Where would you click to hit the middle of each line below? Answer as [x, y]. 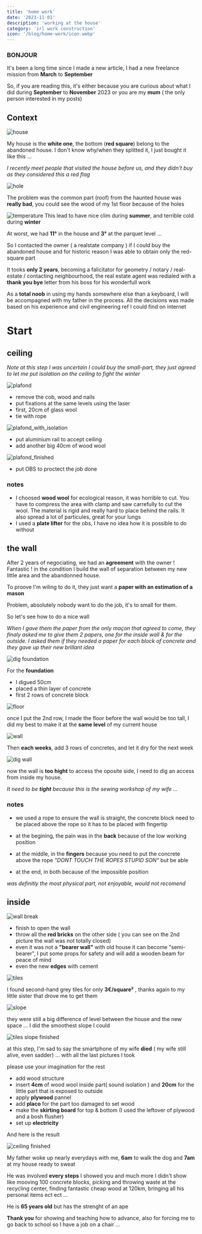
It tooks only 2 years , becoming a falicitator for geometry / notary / [90, 270]
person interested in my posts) [45, 99]
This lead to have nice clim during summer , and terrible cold [119, 216]
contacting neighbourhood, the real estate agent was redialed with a [111, 276]
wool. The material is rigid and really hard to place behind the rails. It [100, 510]
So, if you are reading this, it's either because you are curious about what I [99, 86]
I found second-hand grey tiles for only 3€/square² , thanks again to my [96, 989]
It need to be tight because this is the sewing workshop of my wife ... [92, 789]
